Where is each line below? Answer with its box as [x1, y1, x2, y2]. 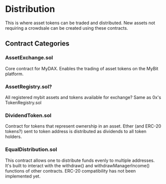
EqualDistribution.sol [5, 146, 57, 153]
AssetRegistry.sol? [5, 83, 52, 90]
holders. [5, 134, 22, 139]
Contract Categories [5, 40, 70, 48]
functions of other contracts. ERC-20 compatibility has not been [5, 168, 136, 174]
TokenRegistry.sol [5, 99, 42, 105]
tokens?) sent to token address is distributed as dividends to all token [5, 129, 147, 135]
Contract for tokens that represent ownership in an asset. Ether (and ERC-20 [5, 123, 162, 129]
